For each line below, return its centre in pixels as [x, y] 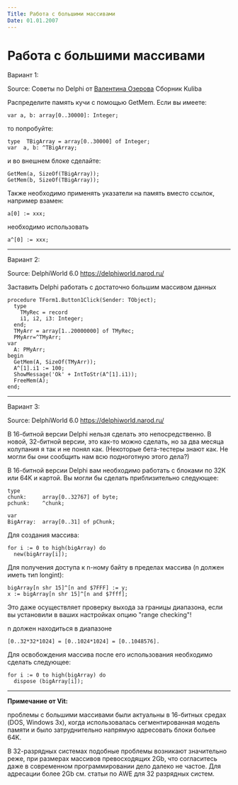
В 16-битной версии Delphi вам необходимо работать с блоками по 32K [117, 470]
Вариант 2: [24, 260]
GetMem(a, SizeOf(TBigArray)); [53, 174]
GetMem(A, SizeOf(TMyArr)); [55, 362]
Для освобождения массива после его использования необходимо [110, 655]
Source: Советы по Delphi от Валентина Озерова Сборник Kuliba [104, 89]
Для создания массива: [43, 535]
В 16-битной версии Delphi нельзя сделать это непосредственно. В [109, 434]
